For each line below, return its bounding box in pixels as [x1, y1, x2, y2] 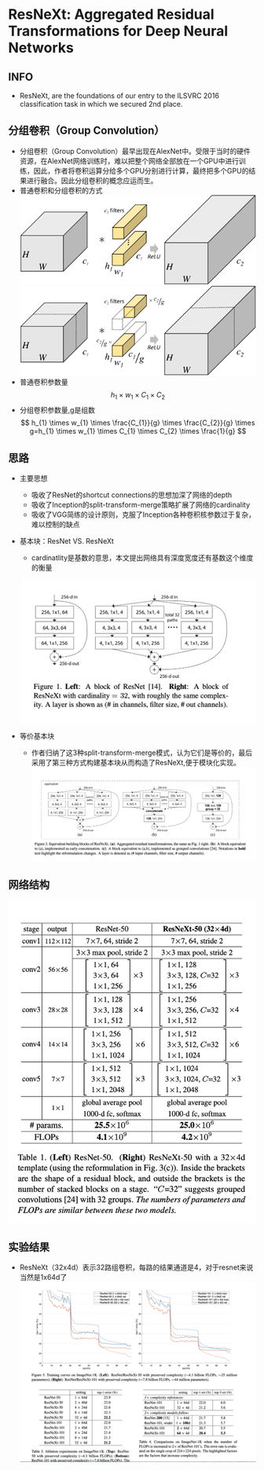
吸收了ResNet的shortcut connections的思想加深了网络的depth [31, 490, 233, 500]
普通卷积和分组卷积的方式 [19, 185, 103, 195]
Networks [8, 39, 75, 57]
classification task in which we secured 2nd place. [19, 100, 183, 108]
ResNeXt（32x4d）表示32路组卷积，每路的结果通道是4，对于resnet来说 [19, 1263, 254, 1272]
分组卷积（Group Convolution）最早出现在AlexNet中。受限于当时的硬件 [19, 146, 251, 156]
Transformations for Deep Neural [8, 22, 229, 40]
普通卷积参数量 [19, 377, 68, 387]
